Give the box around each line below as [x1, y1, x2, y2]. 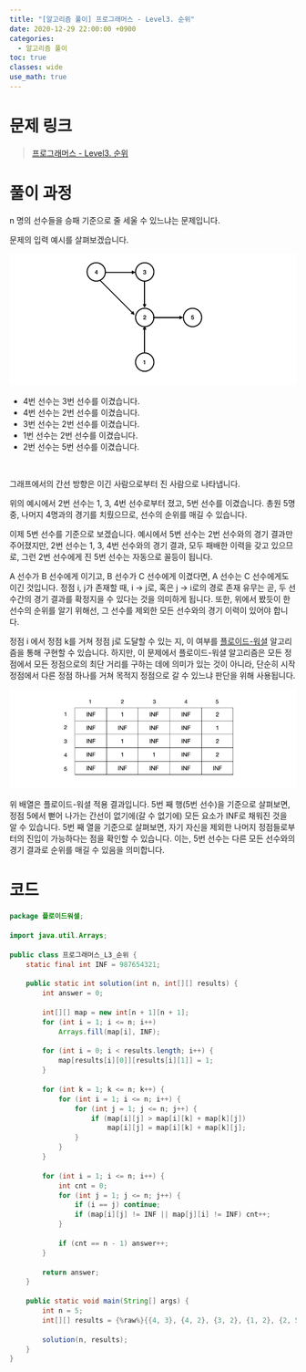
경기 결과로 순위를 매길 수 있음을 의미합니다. [9, 845, 166, 856]
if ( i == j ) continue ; [74, 1200, 161, 1210]
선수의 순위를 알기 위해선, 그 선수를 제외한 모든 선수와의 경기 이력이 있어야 [9, 605, 271, 616]
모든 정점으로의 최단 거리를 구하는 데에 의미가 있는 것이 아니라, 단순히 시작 [33, 658, 296, 670]
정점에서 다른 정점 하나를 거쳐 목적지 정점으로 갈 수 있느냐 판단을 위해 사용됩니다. [9, 670, 296, 681]
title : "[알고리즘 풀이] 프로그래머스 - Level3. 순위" [9, 15, 195, 24]
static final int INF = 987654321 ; [25, 960, 161, 969]
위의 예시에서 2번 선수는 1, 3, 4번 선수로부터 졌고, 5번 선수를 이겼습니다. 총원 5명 [9, 497, 296, 508]
